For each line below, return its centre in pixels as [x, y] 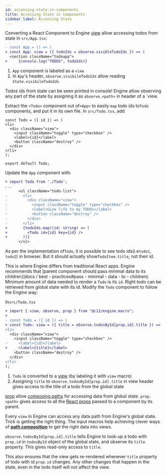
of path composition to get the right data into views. [59, 426]
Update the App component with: [38, 173]
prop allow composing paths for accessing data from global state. [72, 396]
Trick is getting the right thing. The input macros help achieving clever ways [83, 421]
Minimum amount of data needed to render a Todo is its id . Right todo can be [83, 282]
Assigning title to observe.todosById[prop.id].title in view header [83, 381]
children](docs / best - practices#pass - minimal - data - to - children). [77, 277]
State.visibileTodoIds [36, 82]
